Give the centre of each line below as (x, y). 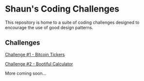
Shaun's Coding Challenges (62, 9)
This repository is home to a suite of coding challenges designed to (72, 22)
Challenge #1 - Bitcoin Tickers (35, 54)
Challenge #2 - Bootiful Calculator (39, 64)
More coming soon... (26, 73)
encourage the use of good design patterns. (49, 27)
